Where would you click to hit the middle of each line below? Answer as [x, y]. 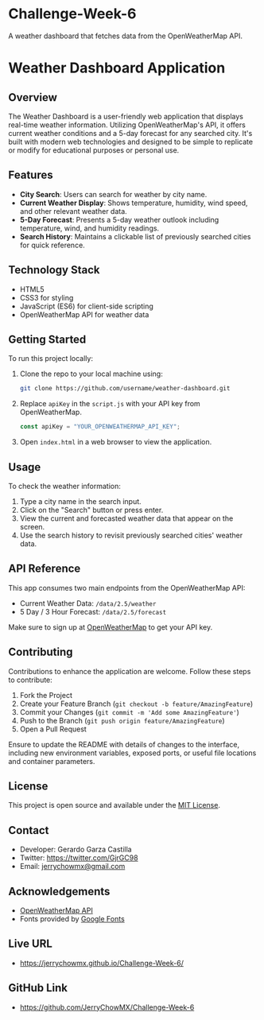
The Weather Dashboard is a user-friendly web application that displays [126, 116]
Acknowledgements [59, 891]
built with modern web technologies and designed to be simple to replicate [130, 142]
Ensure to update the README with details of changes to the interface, [124, 744]
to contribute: [31, 680]
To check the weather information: [64, 486]
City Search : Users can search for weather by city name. [113, 194]
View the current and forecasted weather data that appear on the [126, 518]
